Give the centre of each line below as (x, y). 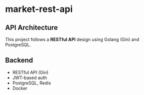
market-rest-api (39, 9)
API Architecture (32, 28)
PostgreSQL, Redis (32, 83)
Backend (19, 60)
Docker (20, 88)
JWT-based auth (30, 78)
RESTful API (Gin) (30, 72)
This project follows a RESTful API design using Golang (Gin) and (72, 39)
